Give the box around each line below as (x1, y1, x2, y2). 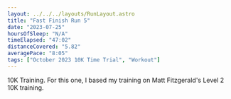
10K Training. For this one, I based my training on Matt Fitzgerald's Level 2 (7, 76, 225, 84)
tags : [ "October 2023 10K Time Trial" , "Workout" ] (7, 57, 161, 64)
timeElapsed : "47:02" (7, 37, 72, 44)
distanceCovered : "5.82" (7, 43, 81, 50)
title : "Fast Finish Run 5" (7, 17, 91, 24)
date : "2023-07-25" (7, 23, 65, 30)
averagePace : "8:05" (7, 50, 69, 57)
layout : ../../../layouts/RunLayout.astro (7, 10, 135, 18)
